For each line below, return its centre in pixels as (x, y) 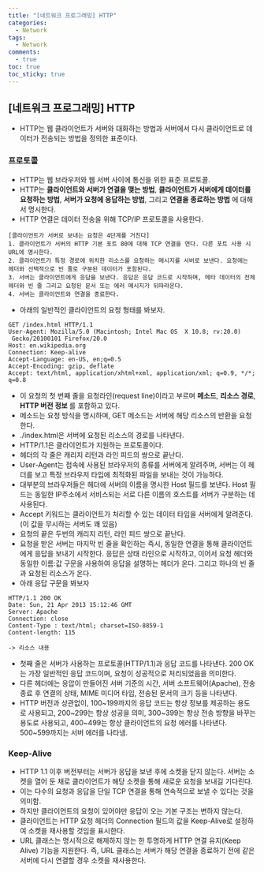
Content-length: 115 (42, 632)
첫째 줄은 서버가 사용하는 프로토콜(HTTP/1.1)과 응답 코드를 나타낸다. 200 (131, 663)
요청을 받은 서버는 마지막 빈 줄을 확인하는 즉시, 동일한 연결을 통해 (119, 543)
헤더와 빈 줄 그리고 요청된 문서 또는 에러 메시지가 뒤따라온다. (96, 286)
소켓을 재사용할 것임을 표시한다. (76, 831)
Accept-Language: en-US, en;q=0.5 (65, 359)
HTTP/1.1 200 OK (35, 598)
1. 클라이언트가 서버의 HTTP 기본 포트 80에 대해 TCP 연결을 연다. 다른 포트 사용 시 (130, 244)
